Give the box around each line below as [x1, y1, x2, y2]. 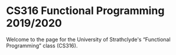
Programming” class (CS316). [6, 42, 78, 49]
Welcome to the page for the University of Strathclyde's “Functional [6, 36, 171, 43]
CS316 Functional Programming [6, 4, 165, 18]
